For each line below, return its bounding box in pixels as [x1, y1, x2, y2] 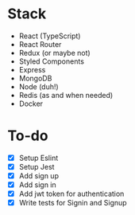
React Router [18, 39, 62, 49]
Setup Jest [18, 162, 55, 171]
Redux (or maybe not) [18, 48, 91, 57]
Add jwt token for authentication [18, 189, 125, 199]
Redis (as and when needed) [18, 90, 114, 100]
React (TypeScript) [18, 31, 81, 41]
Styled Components [18, 57, 85, 66]
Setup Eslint [18, 153, 59, 162]
